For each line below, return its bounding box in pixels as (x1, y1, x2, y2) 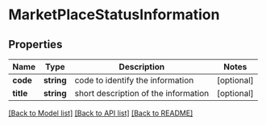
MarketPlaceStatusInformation (8, 6, 220, 24)
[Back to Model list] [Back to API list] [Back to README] (8, 108, 193, 118)
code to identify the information (74, 75, 194, 86)
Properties (8, 38, 63, 51)
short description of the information (74, 88, 210, 99)
